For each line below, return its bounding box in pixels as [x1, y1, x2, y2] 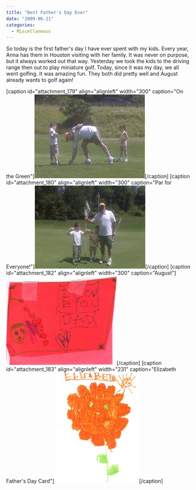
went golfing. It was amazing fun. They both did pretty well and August [6, 70, 178, 77]
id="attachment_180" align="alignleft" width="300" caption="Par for [6, 179, 172, 186]
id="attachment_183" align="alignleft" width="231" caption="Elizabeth [6, 366, 177, 373]
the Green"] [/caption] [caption [6, 173, 190, 180]
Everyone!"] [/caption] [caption [6, 263, 191, 270]
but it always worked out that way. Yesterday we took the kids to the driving [6, 58, 190, 65]
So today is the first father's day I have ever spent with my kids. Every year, [6, 45, 189, 53]
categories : [6, 22, 35, 28]
